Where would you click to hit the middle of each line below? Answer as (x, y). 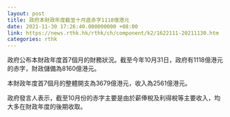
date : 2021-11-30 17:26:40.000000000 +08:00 (73, 26)
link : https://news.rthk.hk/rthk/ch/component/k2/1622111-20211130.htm (113, 33)
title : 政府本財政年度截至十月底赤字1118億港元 (68, 20)
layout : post (26, 13)
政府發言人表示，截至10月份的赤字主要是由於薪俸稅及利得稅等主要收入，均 (114, 98)
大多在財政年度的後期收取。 (47, 107)
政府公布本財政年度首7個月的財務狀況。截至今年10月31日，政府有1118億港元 (115, 60)
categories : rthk (32, 39)
